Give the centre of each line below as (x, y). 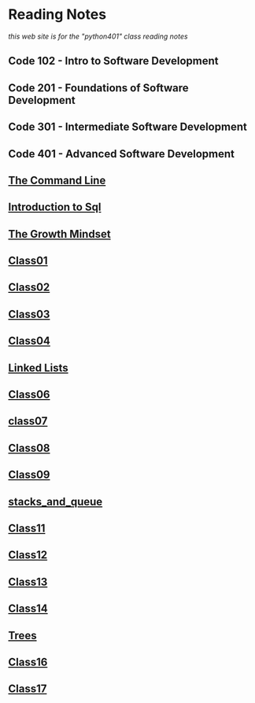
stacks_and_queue (55, 501)
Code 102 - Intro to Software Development (113, 61)
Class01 (28, 261)
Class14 (28, 609)
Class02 (29, 288)
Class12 (28, 555)
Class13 (28, 581)
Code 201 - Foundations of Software (98, 88)
